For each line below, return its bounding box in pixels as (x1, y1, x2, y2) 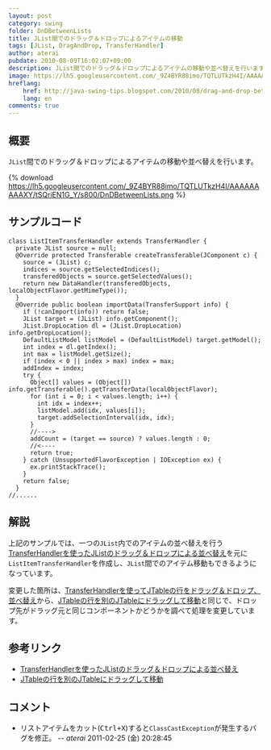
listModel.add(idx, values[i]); (37, 406, 147, 415)
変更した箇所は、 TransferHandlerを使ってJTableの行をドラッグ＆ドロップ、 (8, 585, 261, 595)
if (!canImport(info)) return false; (23, 307, 150, 315)
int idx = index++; (37, 399, 103, 407)
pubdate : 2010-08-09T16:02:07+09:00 (8, 57, 131, 65)
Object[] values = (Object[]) (29, 378, 131, 386)
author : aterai (8, 49, 60, 57)
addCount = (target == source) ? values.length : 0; (29, 435, 211, 443)
